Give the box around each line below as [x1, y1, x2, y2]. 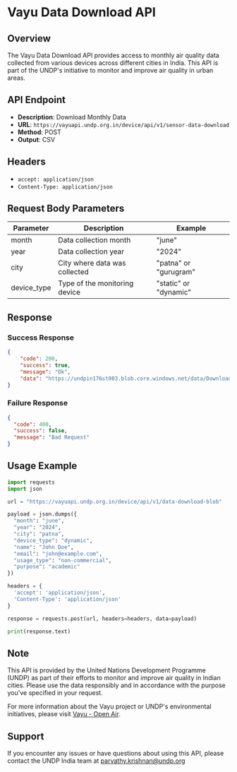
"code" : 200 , [20, 355, 59, 362]
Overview [7, 32, 51, 44]
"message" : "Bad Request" [13, 434, 90, 441]
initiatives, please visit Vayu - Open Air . [7, 710, 121, 718]
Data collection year [58, 247, 125, 256]
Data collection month [58, 235, 131, 245]
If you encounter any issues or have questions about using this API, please [7, 749, 224, 758]
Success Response [7, 333, 74, 343]
